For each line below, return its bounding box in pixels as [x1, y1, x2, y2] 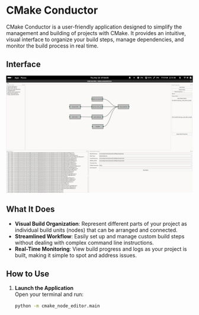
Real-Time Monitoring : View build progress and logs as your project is [14, 245, 187, 253]
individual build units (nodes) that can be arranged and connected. [14, 226, 178, 234]
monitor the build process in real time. [6, 42, 99, 49]
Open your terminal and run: [14, 291, 84, 298]
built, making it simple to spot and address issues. [14, 251, 137, 259]
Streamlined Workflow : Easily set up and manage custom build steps [14, 232, 185, 240]
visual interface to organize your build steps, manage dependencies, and [6, 36, 184, 43]
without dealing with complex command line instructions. [14, 239, 154, 246]
